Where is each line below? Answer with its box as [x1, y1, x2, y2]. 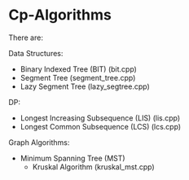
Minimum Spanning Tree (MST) [20, 153, 125, 163]
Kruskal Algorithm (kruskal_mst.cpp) [32, 161, 155, 172]
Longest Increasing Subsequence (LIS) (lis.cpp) [20, 112, 181, 123]
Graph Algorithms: [8, 137, 70, 147]
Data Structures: [8, 48, 64, 58]
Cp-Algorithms [8, 6, 112, 24]
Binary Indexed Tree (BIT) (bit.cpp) [20, 64, 137, 74]
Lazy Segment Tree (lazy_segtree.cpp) [20, 81, 151, 91]
